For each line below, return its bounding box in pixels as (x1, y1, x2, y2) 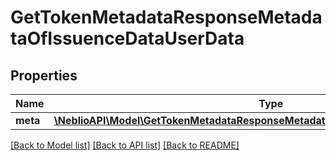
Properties (10, 67, 78, 84)
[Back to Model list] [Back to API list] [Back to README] (10, 139, 240, 151)
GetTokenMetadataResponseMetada (10, 6, 323, 29)
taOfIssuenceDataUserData (10, 27, 245, 50)
